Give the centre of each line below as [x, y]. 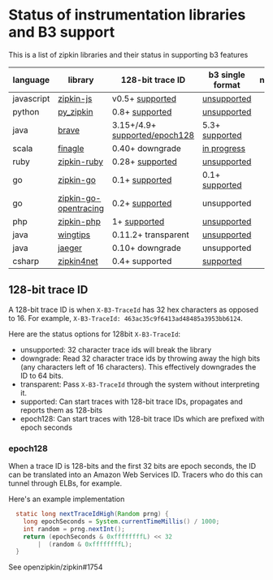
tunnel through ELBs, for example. [65, 483]
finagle [71, 148]
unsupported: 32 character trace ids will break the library [116, 349]
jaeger [70, 248]
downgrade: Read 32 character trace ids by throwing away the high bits [140, 358]
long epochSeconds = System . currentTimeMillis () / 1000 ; [121, 522]
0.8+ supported [142, 111]
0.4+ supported [142, 261]
